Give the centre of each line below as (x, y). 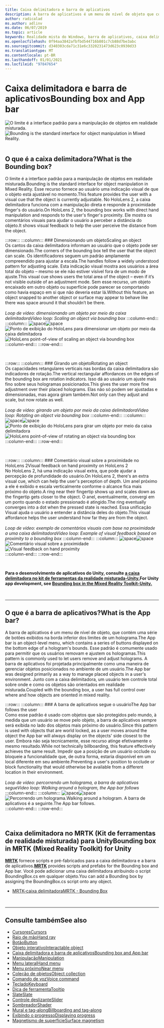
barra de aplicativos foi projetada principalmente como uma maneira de (77, 663)
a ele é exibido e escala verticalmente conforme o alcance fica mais (73, 486)
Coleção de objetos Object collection (49, 974)
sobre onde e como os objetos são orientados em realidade (65, 685)
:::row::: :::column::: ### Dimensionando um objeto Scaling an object (73, 240)
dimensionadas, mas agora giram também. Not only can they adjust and (77, 394)
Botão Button (25, 942)
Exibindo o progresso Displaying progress (53, 1015)
